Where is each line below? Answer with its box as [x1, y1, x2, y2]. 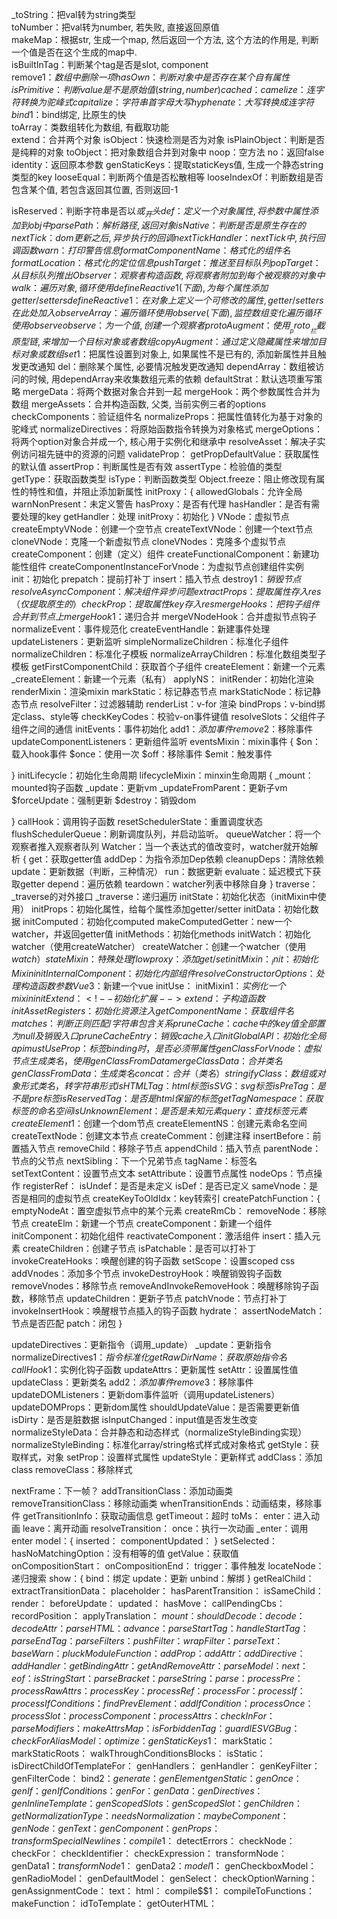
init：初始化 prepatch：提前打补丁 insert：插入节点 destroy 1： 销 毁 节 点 [11, 573, 302, 585]
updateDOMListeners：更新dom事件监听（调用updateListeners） [11, 1388, 281, 1400]
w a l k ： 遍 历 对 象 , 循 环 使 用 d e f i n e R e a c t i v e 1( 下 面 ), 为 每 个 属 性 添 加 [11, 281, 269, 293]
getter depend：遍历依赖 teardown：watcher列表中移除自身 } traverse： [19, 878, 319, 890]
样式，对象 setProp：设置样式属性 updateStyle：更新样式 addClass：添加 [19, 1451, 323, 1463]
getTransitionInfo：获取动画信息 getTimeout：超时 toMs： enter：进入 [22, 1509, 312, 1522]
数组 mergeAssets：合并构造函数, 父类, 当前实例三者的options [11, 398, 267, 410]
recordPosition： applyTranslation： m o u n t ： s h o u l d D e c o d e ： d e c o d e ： [11, 1609, 306, 1622]
